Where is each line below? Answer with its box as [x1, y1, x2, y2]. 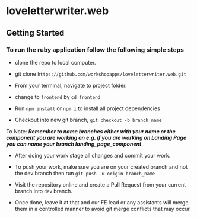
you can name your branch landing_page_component [6, 140, 142, 148]
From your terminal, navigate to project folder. [14, 82, 127, 89]
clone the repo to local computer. [14, 59, 96, 66]
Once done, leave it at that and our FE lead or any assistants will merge [14, 198, 189, 206]
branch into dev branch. [14, 187, 73, 194]
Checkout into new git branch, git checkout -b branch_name [14, 116, 162, 123]
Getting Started [6, 28, 65, 38]
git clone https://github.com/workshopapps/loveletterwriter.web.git [14, 70, 187, 78]
